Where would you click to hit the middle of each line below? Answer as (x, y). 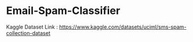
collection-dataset (28, 33)
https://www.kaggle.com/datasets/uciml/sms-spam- (123, 27)
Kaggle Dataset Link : (32, 27)
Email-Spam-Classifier (63, 11)
